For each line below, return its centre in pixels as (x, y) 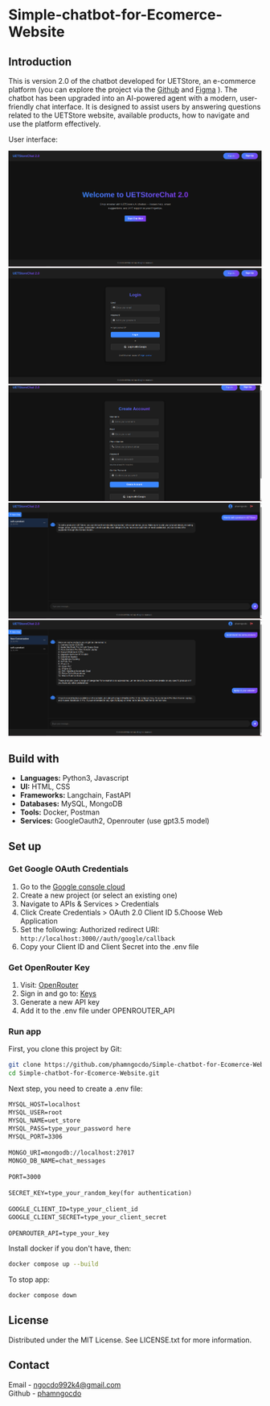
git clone (25, 1065)
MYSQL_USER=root (35, 1113)
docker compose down (43, 1296)
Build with (34, 759)
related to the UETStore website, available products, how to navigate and (129, 115)
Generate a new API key (60, 1002)
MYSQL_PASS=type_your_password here (70, 1129)
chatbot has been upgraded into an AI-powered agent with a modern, (123, 98)
